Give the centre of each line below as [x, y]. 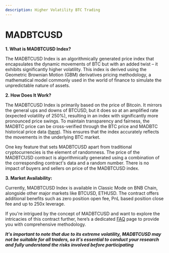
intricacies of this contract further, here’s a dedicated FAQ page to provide [82, 219]
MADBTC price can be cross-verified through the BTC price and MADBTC [81, 126]
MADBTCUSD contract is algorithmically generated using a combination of [82, 157]
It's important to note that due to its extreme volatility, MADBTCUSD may [83, 234]
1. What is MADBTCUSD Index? [38, 49]
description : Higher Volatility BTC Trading [53, 10]
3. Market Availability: [29, 178]
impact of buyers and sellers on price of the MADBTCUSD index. [72, 168]
